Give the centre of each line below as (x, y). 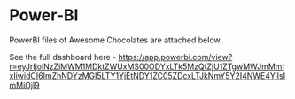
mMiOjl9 (24, 85)
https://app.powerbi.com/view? (175, 57)
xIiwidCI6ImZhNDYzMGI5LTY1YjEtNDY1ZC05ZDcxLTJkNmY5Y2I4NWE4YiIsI (147, 75)
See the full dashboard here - (63, 57)
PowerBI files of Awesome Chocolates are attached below (115, 40)
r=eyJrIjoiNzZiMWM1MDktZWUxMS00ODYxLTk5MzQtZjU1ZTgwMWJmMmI (147, 66)
